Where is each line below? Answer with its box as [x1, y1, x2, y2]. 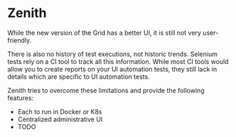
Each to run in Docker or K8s [17, 107, 102, 116]
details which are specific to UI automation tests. [7, 72, 151, 81]
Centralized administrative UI [17, 115, 103, 124]
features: [7, 94, 34, 102]
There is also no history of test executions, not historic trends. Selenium [7, 50, 218, 58]
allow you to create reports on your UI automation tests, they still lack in [7, 65, 218, 73]
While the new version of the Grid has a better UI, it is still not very [7, 28, 201, 37]
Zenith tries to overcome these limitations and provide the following [7, 86, 205, 94]
